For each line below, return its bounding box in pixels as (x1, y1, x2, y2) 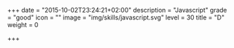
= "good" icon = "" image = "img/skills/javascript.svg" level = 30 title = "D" (7, 13, 225, 22)
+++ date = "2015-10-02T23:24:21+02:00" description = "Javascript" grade (7, 6, 228, 14)
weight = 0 (7, 21, 39, 29)
